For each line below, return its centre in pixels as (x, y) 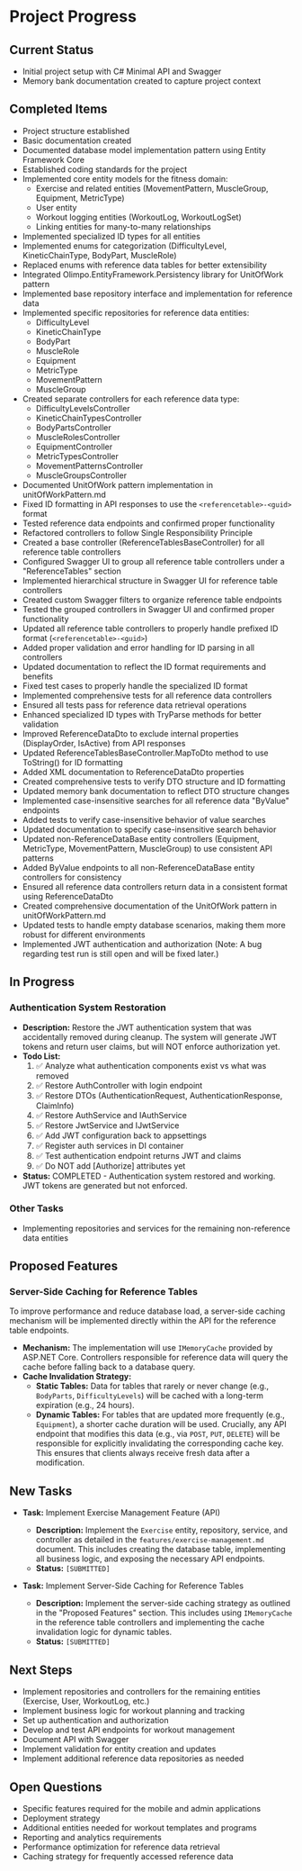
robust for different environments (84, 935)
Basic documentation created (77, 140)
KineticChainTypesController (89, 418)
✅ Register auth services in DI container (110, 1145)
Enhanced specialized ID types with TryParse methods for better (142, 714)
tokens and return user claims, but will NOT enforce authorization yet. (151, 1046)
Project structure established (76, 131)
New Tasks (41, 1491)
